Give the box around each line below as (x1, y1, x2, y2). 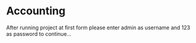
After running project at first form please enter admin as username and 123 (6, 24, 191, 31)
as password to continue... (6, 30, 72, 37)
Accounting (6, 4, 66, 18)
